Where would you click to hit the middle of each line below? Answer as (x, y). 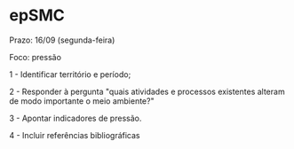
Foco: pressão (36, 57)
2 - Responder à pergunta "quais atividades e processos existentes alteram (147, 91)
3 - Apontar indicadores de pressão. (75, 118)
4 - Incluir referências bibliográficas (75, 135)
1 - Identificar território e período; (70, 74)
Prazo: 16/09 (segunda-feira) (62, 40)
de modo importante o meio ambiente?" (82, 101)
